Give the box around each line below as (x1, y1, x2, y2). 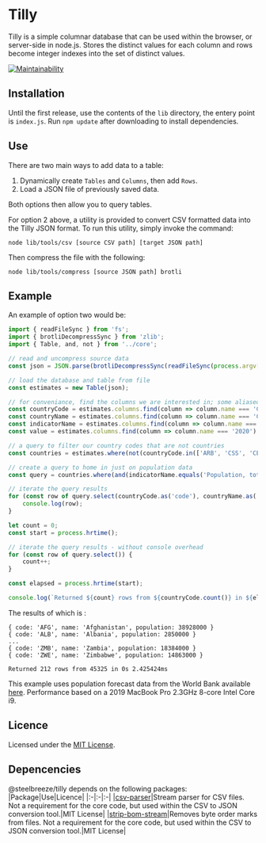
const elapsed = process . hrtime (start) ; (8, 580, 144, 588)
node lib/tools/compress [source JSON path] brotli (8, 268, 182, 276)
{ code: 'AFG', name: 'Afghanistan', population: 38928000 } (8, 624, 215, 631)
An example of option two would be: (8, 311, 127, 320)
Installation (8, 87, 65, 101)
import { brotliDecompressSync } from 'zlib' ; (8, 333, 165, 341)
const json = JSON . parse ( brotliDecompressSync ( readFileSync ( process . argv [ (8, 362, 260, 370)
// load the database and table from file (8, 376, 150, 384)
